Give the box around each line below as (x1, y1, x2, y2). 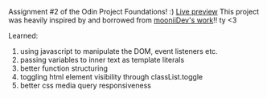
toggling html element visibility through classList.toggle (19, 72, 203, 81)
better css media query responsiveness (19, 80, 151, 90)
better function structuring (19, 63, 109, 73)
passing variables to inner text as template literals (19, 55, 185, 64)
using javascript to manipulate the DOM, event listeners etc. (19, 47, 219, 55)
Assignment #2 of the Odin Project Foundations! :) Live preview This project (8, 7, 260, 16)
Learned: (8, 31, 39, 40)
